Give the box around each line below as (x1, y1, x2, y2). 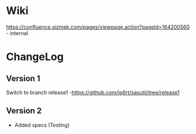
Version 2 (6, 106, 42, 116)
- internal (6, 29, 28, 36)
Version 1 (6, 73, 40, 83)
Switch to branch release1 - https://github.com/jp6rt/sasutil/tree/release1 (6, 89, 180, 96)
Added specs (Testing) (14, 121, 70, 128)
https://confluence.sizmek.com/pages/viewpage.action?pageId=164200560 (6, 23, 190, 30)
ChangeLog (6, 50, 64, 64)
